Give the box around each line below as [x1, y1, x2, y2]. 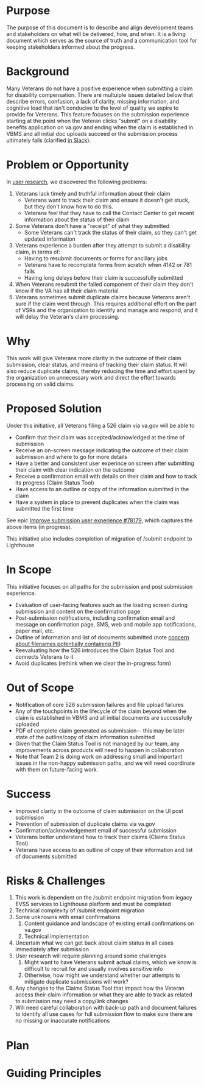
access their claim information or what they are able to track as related [15, 991, 193, 998]
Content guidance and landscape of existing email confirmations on [24, 920, 194, 927]
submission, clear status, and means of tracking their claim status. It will [6, 361, 188, 368]
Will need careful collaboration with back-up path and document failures [15, 1004, 197, 1012]
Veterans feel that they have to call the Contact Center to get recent [24, 209, 194, 216]
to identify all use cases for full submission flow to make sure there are [15, 1010, 193, 1018]
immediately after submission [15, 946, 90, 953]
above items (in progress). [6, 523, 72, 530]
